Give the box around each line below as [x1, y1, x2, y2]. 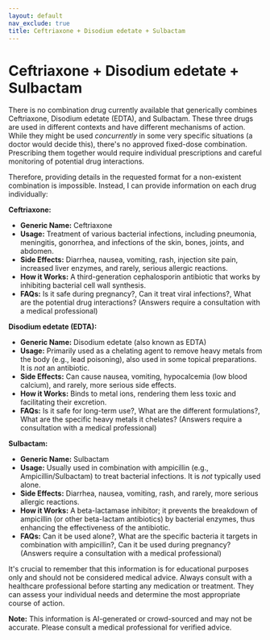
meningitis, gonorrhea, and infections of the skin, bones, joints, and [19, 238, 244, 247]
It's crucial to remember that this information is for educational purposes [8, 564, 249, 574]
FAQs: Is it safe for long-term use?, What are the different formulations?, [19, 406, 260, 416]
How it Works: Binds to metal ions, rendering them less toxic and [19, 389, 236, 399]
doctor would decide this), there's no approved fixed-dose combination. [8, 139, 247, 149]
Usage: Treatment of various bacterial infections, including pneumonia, [19, 229, 257, 239]
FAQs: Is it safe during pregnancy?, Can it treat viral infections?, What [19, 289, 251, 299]
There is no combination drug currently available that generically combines [8, 106, 258, 115]
